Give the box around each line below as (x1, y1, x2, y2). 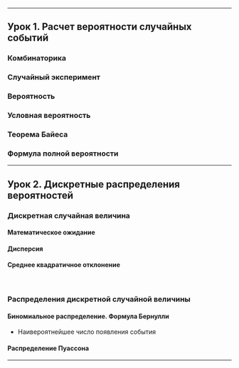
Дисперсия (7, 244, 43, 253)
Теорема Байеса (7, 129, 68, 139)
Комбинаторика (7, 53, 66, 63)
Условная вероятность (7, 111, 91, 121)
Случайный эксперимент (7, 72, 101, 82)
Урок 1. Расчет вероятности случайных (7, 21, 192, 33)
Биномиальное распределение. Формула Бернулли (7, 312, 169, 320)
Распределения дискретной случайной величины (7, 294, 191, 304)
